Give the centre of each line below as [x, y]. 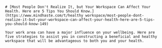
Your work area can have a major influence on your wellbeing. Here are [80, 32]
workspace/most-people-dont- [115, 16]
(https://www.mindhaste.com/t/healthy [44, 16]
